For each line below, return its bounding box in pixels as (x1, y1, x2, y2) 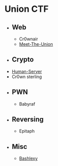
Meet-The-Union (19, 41, 53, 47)
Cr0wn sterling (11, 74, 42, 80)
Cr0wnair (19, 36, 38, 42)
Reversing (11, 115, 44, 124)
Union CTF (4, 3, 49, 15)
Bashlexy (19, 156, 38, 162)
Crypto (11, 55, 34, 64)
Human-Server (11, 68, 42, 74)
